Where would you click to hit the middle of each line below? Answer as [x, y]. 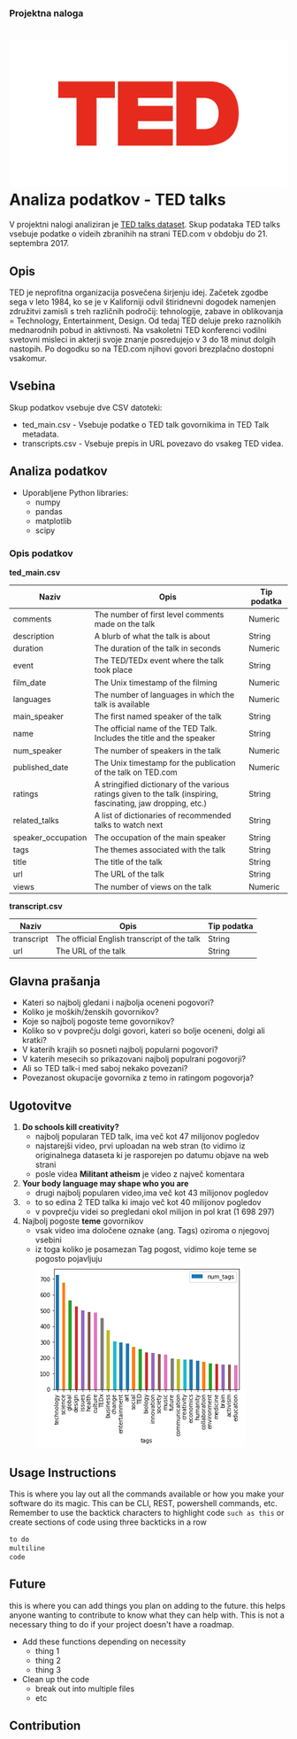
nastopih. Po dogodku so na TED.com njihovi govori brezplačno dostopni [141, 349]
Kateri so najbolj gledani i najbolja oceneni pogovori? [118, 1002]
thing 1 [47, 1650]
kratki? [34, 1040]
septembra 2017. [39, 243]
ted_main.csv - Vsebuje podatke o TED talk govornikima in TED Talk [145, 424]
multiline [27, 1549]
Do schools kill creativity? [70, 1127]
